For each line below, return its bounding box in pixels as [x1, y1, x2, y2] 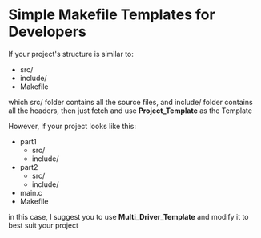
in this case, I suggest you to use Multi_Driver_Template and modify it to [8, 212, 249, 221]
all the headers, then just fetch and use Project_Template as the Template [8, 106, 252, 115]
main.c [19, 188, 42, 197]
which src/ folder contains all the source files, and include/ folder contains [8, 97, 254, 107]
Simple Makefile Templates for [8, 6, 215, 24]
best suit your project [8, 220, 78, 230]
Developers [8, 22, 86, 41]
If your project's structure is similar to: [8, 49, 135, 58]
